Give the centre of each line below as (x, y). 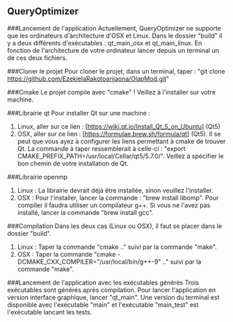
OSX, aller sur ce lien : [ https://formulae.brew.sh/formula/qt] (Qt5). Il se (119, 134)
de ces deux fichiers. (37, 58)
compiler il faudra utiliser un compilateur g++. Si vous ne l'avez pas (114, 205)
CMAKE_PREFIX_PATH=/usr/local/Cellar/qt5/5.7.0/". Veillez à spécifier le (120, 156)
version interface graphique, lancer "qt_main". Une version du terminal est (113, 297)
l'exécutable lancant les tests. (50, 312)
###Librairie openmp (38, 177)
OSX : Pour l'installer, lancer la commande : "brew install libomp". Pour (118, 198)
